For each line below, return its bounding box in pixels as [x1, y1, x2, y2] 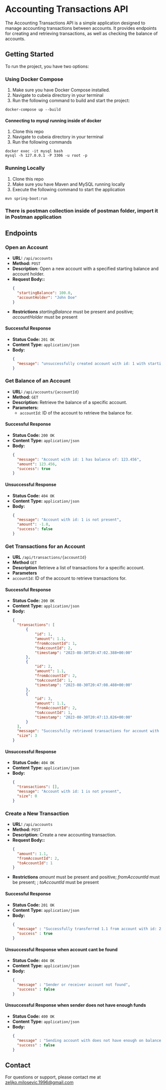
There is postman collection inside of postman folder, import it [5, 207, 159, 214]
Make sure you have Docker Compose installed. [12, 87, 111, 93]
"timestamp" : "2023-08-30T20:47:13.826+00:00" [34, 715, 133, 720]
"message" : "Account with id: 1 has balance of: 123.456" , [17, 457, 142, 462]
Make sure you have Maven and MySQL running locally [12, 181, 125, 187]
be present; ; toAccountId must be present [12, 880, 99, 886]
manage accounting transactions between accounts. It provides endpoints [5, 25, 157, 31]
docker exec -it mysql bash [5, 149, 63, 154]
